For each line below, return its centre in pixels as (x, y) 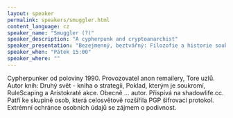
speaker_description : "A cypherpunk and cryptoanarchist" (93, 39)
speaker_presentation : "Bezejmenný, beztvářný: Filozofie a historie (110, 46)
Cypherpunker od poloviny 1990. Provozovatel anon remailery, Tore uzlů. (111, 78)
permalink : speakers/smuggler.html (59, 20)
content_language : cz (38, 26)
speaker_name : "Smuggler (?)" (51, 33)
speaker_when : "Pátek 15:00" (49, 52)
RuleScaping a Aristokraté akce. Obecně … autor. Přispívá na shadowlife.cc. (115, 92)
